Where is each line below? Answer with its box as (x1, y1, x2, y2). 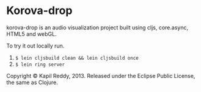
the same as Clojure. (6, 79, 58, 86)
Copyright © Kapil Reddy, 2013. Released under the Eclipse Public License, (6, 72, 196, 79)
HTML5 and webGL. (6, 30, 57, 37)
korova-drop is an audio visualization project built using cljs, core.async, (6, 24, 188, 31)
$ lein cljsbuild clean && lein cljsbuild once (15, 55, 139, 61)
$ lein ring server (15, 62, 65, 68)
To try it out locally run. (6, 42, 65, 49)
